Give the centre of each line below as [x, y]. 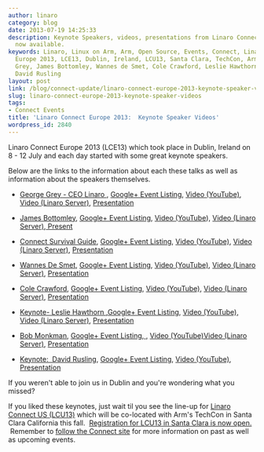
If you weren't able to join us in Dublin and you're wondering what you [121, 382]
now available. [40, 45]
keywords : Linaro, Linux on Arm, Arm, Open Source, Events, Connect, [125, 52]
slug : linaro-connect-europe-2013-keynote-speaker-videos [105, 96]
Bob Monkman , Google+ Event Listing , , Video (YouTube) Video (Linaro [133, 335]
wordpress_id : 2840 [40, 125]
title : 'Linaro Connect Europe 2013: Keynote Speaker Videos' [114, 118]
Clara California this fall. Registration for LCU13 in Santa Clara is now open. [130, 423]
